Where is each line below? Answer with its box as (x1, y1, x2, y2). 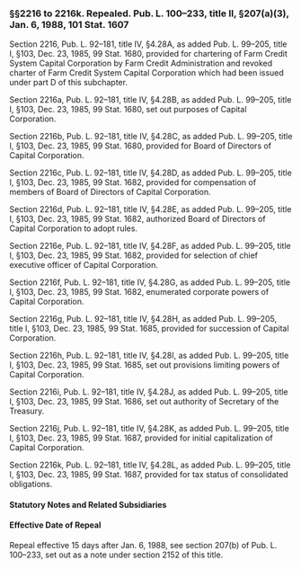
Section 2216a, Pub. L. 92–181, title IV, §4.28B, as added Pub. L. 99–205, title (9, 94, 292, 105)
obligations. (9, 479, 53, 490)
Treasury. (9, 405, 45, 416)
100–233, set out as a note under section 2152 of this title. (9, 549, 224, 560)
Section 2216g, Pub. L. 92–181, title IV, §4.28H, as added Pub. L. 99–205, (9, 314, 278, 325)
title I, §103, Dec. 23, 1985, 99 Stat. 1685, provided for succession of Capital (9, 323, 289, 334)
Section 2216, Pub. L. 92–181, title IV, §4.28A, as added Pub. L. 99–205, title (9, 39, 288, 49)
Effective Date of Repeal (9, 520, 102, 530)
